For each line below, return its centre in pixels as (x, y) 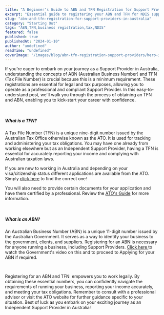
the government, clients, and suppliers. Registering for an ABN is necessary (81, 242)
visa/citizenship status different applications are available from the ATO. (77, 173)
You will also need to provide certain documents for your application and (78, 188)
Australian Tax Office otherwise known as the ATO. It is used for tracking (78, 138)
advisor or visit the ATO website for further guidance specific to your (74, 297)
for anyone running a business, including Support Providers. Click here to (79, 247)
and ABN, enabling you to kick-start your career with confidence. (70, 100)
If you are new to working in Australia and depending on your (66, 168)
